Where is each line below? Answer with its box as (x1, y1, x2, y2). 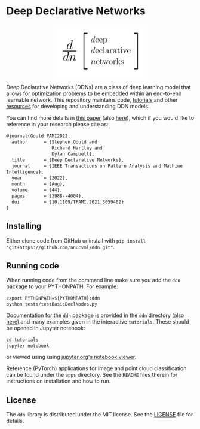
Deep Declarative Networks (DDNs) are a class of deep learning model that (6, 83, 191, 90)
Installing (6, 221, 42, 231)
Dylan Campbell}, (51, 151, 95, 157)
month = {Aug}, (11, 181, 66, 187)
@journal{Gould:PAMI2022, (6, 133, 70, 139)
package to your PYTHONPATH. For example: (6, 283, 118, 290)
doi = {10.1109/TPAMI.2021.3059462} (11, 199, 124, 205)
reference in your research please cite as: (6, 120, 109, 128)
